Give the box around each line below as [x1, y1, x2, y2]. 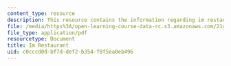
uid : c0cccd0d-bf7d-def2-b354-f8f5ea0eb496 [7, 49, 134, 56]
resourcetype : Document [7, 36, 76, 43]
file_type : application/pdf [7, 29, 88, 36]
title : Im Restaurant [7, 42, 69, 49]
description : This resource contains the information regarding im [7, 16, 205, 23]
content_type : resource [7, 10, 76, 17]
